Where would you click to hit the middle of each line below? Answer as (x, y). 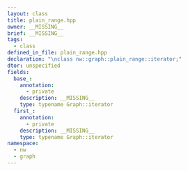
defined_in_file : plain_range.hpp (57, 53)
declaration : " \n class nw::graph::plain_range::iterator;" (95, 59)
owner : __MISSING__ (36, 27)
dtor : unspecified (34, 66)
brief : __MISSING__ (36, 33)
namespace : (23, 144)
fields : (18, 72)
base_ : (23, 79)
